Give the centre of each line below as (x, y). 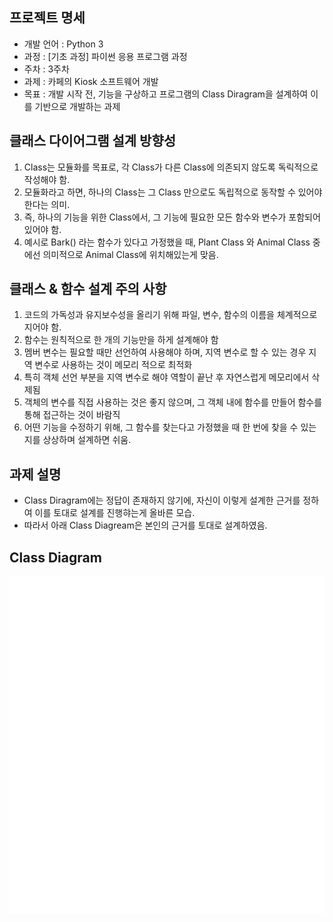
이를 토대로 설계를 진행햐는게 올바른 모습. (115, 513)
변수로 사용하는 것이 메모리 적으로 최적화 (113, 365)
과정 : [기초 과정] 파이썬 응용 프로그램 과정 (105, 56)
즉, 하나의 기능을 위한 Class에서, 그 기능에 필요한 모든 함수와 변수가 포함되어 (172, 217)
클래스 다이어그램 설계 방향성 (93, 141)
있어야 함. (42, 229)
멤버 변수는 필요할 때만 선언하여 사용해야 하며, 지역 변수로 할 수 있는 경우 (165, 352)
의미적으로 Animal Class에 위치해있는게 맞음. (130, 254)
